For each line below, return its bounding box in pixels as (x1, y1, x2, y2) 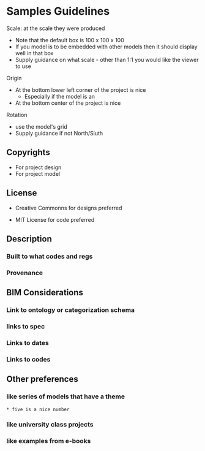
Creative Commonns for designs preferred (15, 204, 122, 211)
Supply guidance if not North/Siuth (15, 129, 103, 137)
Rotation (6, 111, 28, 118)
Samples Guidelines (6, 4, 110, 18)
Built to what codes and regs (6, 252, 93, 260)
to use (15, 63, 32, 70)
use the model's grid (15, 123, 67, 130)
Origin (6, 74, 22, 81)
